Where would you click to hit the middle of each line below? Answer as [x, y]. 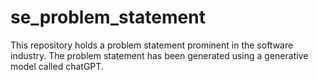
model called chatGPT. [57, 66]
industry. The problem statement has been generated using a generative [159, 55]
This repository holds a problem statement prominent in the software [152, 45]
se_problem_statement [108, 17]
